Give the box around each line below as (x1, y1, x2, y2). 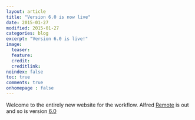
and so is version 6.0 (6, 107, 57, 115)
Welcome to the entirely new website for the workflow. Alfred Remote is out (6, 101, 190, 108)
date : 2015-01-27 (6, 19, 49, 25)
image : (6, 42, 22, 48)
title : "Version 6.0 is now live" (6, 14, 91, 20)
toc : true (6, 74, 31, 80)
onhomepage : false (6, 85, 54, 91)
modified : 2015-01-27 (6, 25, 60, 31)
